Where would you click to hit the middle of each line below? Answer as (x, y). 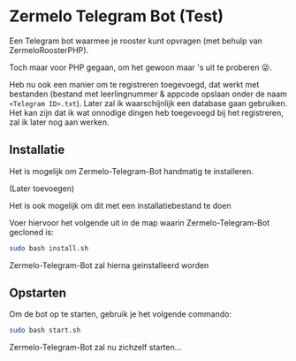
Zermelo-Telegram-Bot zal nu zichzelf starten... (95, 348)
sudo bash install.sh (49, 248)
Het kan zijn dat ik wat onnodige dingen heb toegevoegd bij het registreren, (147, 112)
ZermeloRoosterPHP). (49, 50)
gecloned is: (32, 232)
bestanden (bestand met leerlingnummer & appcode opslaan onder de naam (148, 94)
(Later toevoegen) (42, 188)
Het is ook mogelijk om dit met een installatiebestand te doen (120, 205)
